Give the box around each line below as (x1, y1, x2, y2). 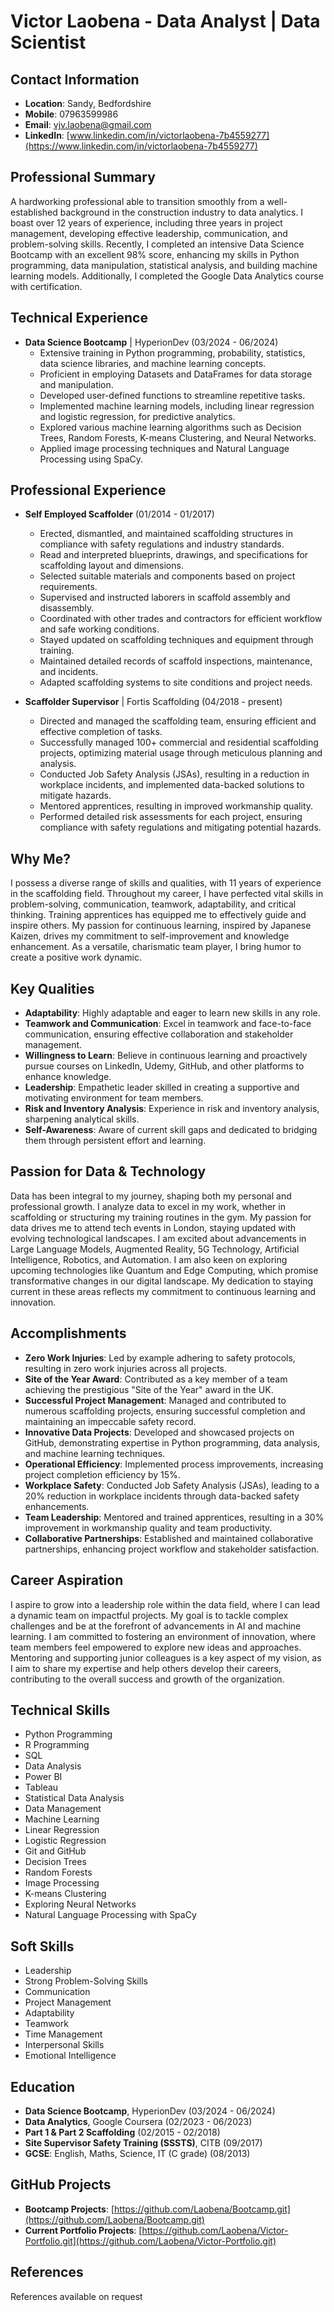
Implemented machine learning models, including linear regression (39, 400, 315, 412)
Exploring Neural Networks (24, 1898, 137, 1910)
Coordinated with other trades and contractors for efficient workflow (39, 613, 323, 625)
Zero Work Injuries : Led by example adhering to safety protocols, (24, 1351, 296, 1364)
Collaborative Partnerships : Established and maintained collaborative (24, 1532, 314, 1544)
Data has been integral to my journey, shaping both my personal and (10, 1190, 292, 1202)
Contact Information (10, 71, 140, 88)
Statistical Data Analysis (24, 1792, 125, 1804)
